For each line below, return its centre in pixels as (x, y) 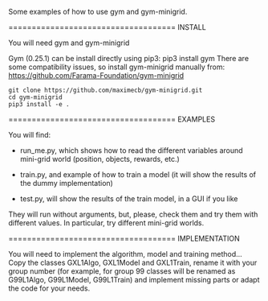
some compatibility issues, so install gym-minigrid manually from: (117, 67)
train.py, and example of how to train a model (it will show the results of (138, 175)
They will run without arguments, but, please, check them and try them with (133, 214)
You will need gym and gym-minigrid (69, 43)
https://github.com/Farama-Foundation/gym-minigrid (96, 75)
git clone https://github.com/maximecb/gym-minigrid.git (106, 90)
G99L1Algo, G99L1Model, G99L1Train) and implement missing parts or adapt (134, 280)
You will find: (30, 135)
